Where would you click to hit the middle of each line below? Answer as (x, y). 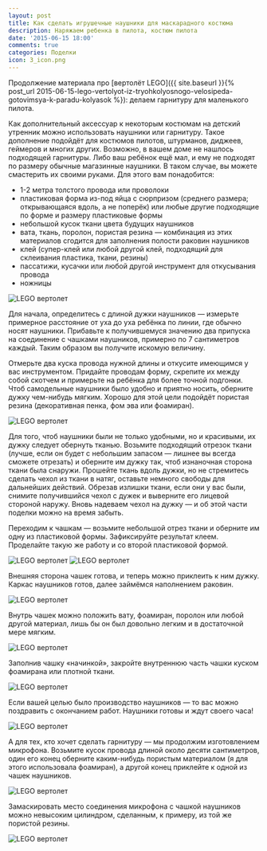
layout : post (30, 16)
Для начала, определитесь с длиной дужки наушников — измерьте (124, 314)
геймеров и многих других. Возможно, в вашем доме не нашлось (121, 149)
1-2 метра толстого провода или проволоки (94, 190)
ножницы (35, 283)
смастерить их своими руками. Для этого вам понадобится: (112, 174)
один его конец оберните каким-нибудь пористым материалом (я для (128, 759)
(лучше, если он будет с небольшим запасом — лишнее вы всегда (122, 453)
